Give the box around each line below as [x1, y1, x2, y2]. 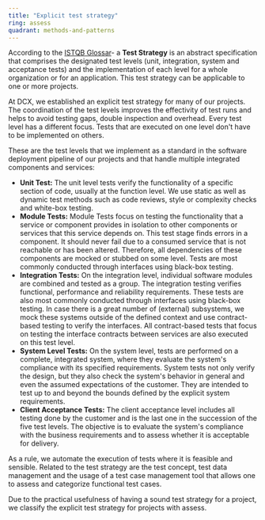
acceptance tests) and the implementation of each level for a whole [8, 65, 228, 74]
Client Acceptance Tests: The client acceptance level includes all [19, 405, 235, 415]
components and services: [8, 163, 95, 173]
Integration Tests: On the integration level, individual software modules [19, 271, 253, 280]
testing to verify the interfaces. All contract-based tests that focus [42, 321, 257, 331]
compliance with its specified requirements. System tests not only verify [19, 363, 256, 373]
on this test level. [19, 338, 75, 347]
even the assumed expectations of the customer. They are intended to [19, 380, 249, 389]
